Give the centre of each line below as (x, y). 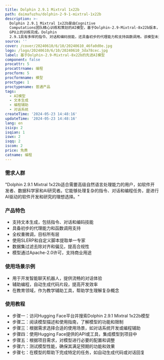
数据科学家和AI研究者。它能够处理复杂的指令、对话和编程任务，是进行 (88, 191)
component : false (23, 60)
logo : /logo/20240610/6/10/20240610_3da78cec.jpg (57, 50)
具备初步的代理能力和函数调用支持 (46, 228)
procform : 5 (17, 73)
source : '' (16, 42)
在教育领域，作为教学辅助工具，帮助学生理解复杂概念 (66, 290)
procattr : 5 (17, 64)
